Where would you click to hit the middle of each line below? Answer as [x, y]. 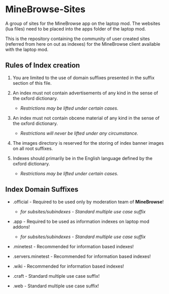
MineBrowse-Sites [45, 9]
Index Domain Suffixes [42, 190]
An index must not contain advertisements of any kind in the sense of [86, 93]
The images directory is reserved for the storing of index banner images [88, 143]
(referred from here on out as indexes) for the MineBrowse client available [83, 44]
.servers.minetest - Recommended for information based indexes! [82, 256]
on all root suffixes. [33, 148]
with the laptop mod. [27, 49]
